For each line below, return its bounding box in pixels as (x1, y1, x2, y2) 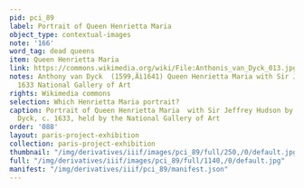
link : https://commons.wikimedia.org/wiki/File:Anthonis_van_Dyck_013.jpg (9, 64, 298, 73)
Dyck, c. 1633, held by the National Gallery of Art (17, 114, 221, 123)
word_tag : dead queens (9, 47, 95, 56)
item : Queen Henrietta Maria (9, 55, 119, 64)
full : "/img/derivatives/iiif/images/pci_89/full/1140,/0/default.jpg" (9, 155, 285, 165)
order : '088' (9, 123, 59, 132)
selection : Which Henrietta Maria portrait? (9, 97, 180, 107)
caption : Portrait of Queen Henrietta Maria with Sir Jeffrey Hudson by (9, 106, 294, 115)
